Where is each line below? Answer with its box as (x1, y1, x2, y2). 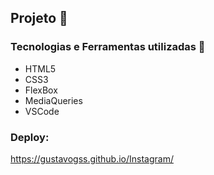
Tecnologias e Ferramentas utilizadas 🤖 (10, 40, 206, 54)
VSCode (24, 105, 60, 117)
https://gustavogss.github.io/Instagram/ (10, 152, 174, 165)
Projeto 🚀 (10, 10, 68, 27)
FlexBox (24, 84, 58, 96)
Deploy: (10, 130, 50, 144)
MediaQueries (24, 94, 83, 106)
